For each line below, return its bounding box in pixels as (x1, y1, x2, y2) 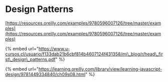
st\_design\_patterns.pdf (5, 56, 56, 62)
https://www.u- (38, 45, 70, 51)
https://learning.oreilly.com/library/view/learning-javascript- (38, 66, 162, 72)
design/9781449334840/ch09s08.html (5, 71, 86, 77)
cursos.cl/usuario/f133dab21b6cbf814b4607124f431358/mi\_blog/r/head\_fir (5, 51, 163, 57)
